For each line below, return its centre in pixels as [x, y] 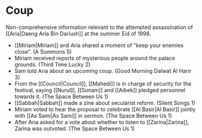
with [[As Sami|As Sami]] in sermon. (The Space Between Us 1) [93, 116]
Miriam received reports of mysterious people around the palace [95, 58]
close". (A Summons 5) [43, 51]
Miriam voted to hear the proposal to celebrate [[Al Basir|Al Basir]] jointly [105, 109]
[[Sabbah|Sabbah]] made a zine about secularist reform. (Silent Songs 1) [105, 102]
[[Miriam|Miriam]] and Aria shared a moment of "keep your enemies [99, 45]
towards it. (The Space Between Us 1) [61, 96]
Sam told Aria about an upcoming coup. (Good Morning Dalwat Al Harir [103, 71]
